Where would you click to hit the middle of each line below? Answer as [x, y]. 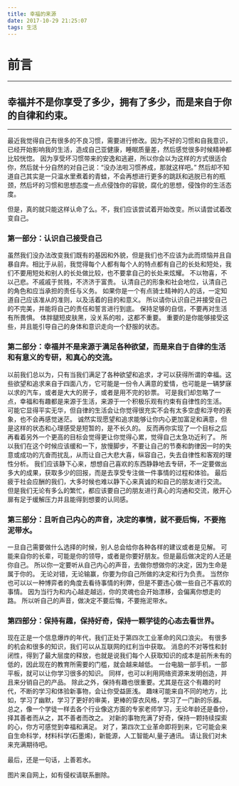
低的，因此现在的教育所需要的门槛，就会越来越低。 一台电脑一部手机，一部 [117, 665]
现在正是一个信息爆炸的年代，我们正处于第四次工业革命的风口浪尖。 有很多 [117, 638]
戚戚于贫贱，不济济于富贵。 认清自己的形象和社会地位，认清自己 [133, 282]
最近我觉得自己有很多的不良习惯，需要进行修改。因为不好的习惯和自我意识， [119, 141]
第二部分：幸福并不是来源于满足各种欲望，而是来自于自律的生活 [117, 347]
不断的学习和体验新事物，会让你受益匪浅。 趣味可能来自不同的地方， [120, 691]
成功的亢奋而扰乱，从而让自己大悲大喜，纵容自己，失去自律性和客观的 [122, 454]
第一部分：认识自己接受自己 [55, 238]
